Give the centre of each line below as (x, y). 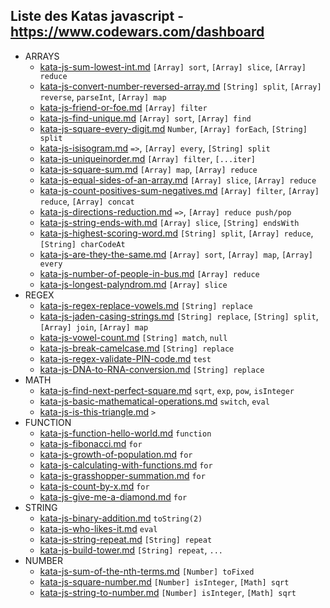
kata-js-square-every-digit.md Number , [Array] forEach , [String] (173, 128)
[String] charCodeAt (82, 244)
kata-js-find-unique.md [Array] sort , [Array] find (145, 118)
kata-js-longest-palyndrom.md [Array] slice (133, 284)
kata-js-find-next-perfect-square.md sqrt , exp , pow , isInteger (167, 390)
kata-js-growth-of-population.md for (116, 454)
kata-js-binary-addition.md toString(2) (121, 518)
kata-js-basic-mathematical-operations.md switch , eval (154, 401)
